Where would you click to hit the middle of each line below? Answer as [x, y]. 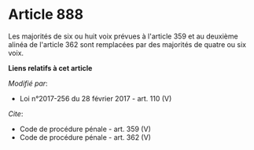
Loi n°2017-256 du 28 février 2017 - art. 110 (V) [96, 98]
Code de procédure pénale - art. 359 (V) [85, 129]
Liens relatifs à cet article [50, 68]
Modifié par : [28, 83]
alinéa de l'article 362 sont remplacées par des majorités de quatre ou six [127, 44]
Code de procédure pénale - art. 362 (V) [85, 137]
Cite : [16, 113]
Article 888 [46, 15]
